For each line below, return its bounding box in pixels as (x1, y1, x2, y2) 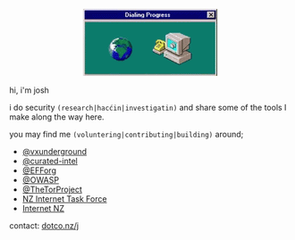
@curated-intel (21, 156, 79, 166)
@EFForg (21, 165, 56, 176)
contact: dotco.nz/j (9, 220, 80, 231)
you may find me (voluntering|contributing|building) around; (9, 129, 244, 139)
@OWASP (21, 175, 60, 185)
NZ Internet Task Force (21, 194, 107, 204)
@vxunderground (21, 146, 88, 156)
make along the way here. (9, 112, 105, 122)
